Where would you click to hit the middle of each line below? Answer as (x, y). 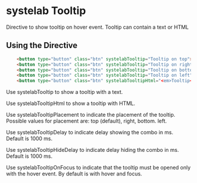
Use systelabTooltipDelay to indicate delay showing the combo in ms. (90, 133)
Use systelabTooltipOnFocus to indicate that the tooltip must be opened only (98, 168)
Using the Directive (42, 45)
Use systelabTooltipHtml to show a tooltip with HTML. (71, 103)
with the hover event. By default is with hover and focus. (74, 174)
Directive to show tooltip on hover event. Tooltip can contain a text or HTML (97, 27)
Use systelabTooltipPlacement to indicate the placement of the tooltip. (91, 115)
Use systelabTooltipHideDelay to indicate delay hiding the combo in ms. (93, 150)
